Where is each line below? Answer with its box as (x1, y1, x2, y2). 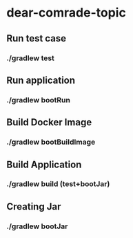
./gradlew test (6, 53, 54, 63)
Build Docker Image (6, 116, 92, 129)
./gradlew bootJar (6, 221, 68, 231)
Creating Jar (6, 201, 61, 212)
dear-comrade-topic (6, 5, 127, 21)
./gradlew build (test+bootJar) (6, 179, 110, 189)
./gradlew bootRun (6, 95, 70, 104)
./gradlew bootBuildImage (6, 137, 96, 147)
